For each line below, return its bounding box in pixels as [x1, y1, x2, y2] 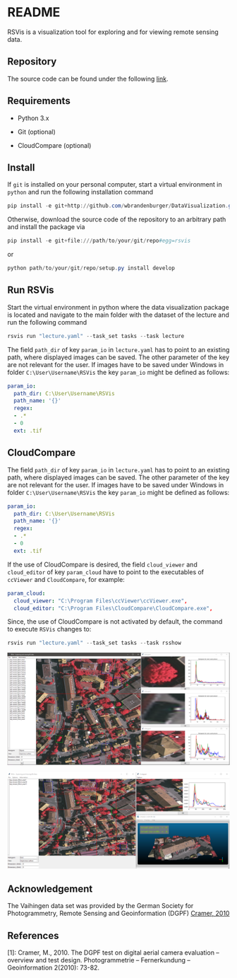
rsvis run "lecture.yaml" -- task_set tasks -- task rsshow [7, 639, 181, 647]
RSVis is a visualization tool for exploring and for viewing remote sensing [7, 28, 219, 36]
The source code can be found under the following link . [7, 74, 169, 83]
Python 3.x [17, 114, 49, 122]
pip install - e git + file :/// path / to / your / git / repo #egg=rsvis [7, 238, 191, 245]
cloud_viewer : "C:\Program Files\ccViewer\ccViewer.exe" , [13, 597, 188, 605]
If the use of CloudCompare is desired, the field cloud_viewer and [7, 560, 197, 569]
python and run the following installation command [7, 188, 154, 197]
